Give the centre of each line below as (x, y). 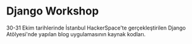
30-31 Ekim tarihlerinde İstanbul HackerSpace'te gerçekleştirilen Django (96, 28)
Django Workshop (52, 11)
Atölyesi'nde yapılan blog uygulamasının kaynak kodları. (76, 34)
